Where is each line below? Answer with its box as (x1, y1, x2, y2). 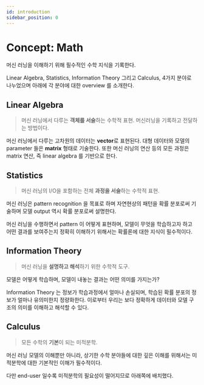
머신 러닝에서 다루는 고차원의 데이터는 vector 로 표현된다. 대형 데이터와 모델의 (6, 137, 190, 144)
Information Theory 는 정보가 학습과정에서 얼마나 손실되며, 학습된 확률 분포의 (6, 289, 191, 296)
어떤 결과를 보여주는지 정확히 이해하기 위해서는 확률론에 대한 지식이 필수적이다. (6, 228, 193, 235)
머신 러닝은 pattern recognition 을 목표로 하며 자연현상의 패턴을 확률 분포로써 (6, 200, 190, 207)
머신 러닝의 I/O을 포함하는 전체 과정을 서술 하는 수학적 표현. (21, 187, 160, 195)
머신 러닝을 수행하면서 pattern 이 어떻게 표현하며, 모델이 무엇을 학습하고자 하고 (6, 221, 193, 228)
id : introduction (6, 8, 50, 15)
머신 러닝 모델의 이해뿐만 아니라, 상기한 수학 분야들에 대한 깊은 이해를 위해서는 (6, 351, 191, 358)
